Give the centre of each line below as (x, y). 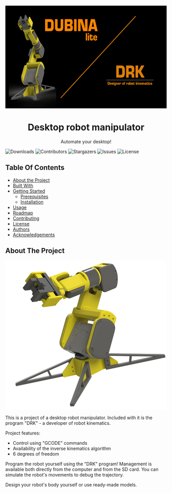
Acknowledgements (34, 235)
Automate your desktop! (86, 141)
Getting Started (29, 191)
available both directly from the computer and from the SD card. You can (82, 469)
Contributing (26, 218)
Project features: (23, 433)
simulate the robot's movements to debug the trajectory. (64, 475)
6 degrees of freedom (36, 454)
